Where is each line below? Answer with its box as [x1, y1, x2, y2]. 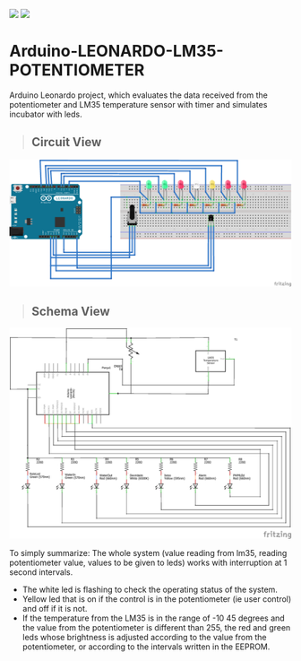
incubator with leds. [9, 109, 82, 119]
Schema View [30, 304, 110, 319]
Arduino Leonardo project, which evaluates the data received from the [9, 90, 269, 100]
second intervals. [9, 567, 73, 578]
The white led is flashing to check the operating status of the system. [21, 584, 278, 596]
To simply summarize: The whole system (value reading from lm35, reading [9, 548, 288, 559]
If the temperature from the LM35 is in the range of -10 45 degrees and [21, 613, 285, 623]
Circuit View [30, 135, 102, 150]
